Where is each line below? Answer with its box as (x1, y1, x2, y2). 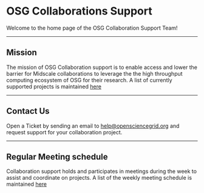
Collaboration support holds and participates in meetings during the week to (6, 168, 197, 175)
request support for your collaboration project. (6, 128, 123, 136)
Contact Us (6, 106, 50, 116)
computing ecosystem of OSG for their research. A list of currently (6, 76, 172, 83)
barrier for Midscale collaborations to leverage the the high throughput (6, 70, 183, 77)
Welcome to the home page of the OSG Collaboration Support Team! (6, 24, 178, 31)
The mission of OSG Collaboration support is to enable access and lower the (6, 64, 197, 71)
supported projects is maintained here (6, 83, 102, 90)
